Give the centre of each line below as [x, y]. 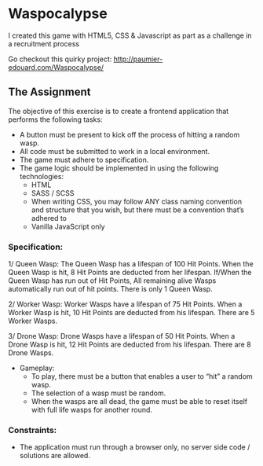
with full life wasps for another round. [92, 410]
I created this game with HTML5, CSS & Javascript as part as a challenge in [130, 35]
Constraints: [33, 430]
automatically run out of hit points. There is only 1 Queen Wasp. [111, 289]
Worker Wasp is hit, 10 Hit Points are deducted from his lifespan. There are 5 [131, 313]
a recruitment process [44, 43]
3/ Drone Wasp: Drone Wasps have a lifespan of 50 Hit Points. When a [122, 336]
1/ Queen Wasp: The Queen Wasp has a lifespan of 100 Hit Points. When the [131, 264]
